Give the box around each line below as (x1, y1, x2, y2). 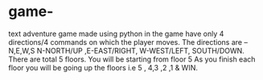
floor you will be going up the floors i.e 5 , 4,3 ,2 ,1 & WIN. (8, 62, 199, 72)
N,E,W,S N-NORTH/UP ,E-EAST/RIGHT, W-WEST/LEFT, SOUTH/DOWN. (8, 46, 245, 55)
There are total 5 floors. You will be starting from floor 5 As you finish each (8, 54, 256, 64)
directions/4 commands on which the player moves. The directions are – (8, 37, 248, 46)
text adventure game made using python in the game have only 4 (8, 29, 224, 38)
